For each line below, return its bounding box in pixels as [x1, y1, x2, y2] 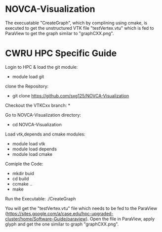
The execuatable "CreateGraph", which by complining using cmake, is [5, 20, 147, 26]
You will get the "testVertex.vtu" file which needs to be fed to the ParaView [5, 205, 157, 211]
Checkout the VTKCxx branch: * [5, 102, 71, 108]
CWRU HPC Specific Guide [5, 48, 117, 59]
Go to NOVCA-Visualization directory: [5, 112, 81, 118]
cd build [12, 176, 29, 182]
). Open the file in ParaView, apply [85, 216, 155, 222]
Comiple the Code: [5, 161, 43, 167]
